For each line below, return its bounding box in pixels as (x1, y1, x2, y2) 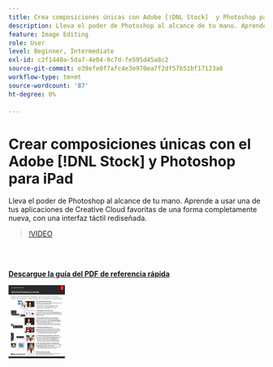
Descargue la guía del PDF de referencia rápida (8, 269, 171, 279)
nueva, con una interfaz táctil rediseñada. (8, 214, 148, 223)
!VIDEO (28, 229, 53, 239)
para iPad (8, 169, 74, 188)
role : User (8, 39, 45, 47)
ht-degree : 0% (8, 90, 57, 98)
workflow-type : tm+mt (8, 73, 82, 81)
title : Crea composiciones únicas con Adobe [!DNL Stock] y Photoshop (8, 13, 256, 21)
